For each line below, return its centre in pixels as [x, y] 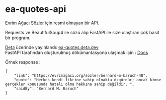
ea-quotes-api [36, 9]
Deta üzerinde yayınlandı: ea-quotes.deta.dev [52, 47]
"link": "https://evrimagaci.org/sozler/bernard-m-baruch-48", [81, 75]
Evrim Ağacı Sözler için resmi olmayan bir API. [52, 23]
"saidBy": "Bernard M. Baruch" [46, 88]
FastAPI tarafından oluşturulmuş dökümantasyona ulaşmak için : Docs [77, 52]
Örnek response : [23, 62]
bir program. [18, 38]
